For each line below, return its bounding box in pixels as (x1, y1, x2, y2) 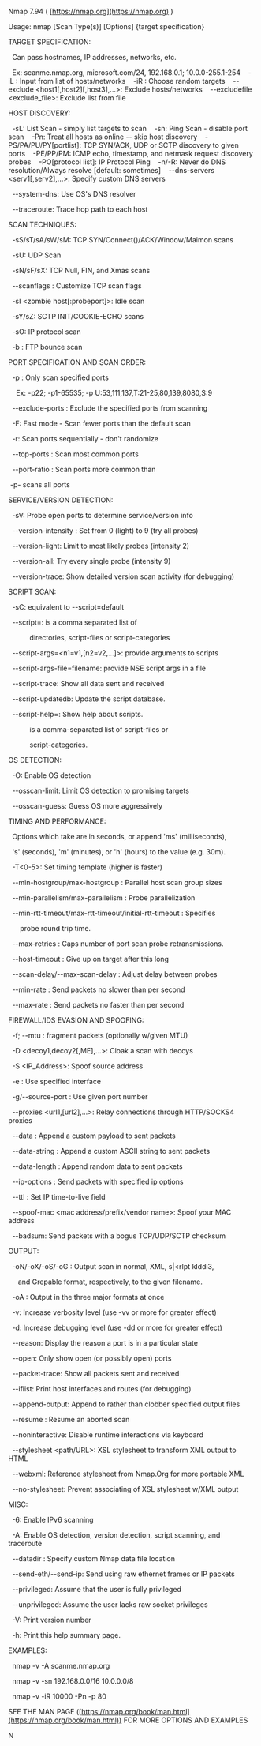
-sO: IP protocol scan (11, 327, 81, 336)
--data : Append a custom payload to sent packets (11, 1131, 176, 1140)
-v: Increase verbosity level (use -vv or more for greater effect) (11, 1308, 217, 1317)
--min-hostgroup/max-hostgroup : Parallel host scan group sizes (11, 878, 222, 887)
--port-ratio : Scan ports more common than (11, 465, 156, 474)
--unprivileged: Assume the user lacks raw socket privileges (11, 1600, 208, 1609)
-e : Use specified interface (11, 1077, 101, 1086)
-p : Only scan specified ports (11, 373, 109, 382)
